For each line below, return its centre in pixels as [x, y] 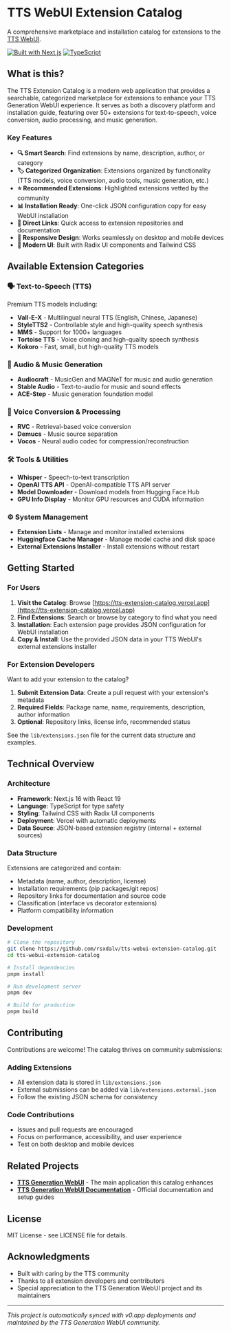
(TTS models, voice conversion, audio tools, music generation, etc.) [113, 181]
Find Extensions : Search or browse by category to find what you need [117, 617]
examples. [22, 742]
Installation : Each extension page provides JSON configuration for [111, 624]
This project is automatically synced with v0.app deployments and [101, 1315]
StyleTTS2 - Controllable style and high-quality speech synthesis [110, 324]
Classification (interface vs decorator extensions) [87, 903]
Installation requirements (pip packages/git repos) [88, 888]
